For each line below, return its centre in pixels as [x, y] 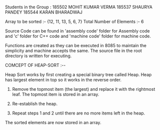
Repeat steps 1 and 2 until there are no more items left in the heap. [79, 113]
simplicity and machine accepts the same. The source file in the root [73, 51]
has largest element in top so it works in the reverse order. [63, 80]
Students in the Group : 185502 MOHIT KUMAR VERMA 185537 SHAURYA [79, 7]
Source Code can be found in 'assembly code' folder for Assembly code [77, 31]
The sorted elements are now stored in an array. [53, 122]
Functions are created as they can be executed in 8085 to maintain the [76, 45]
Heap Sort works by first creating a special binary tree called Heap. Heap [78, 74]
